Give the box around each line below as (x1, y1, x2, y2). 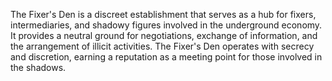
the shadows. (10, 62, 67, 73)
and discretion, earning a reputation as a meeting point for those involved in (10, 51, 323, 63)
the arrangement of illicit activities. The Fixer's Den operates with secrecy (10, 40, 315, 52)
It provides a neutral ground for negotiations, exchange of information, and (10, 30, 318, 41)
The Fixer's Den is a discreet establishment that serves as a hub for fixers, (10, 9, 317, 20)
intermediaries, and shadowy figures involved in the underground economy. (10, 19, 323, 31)
